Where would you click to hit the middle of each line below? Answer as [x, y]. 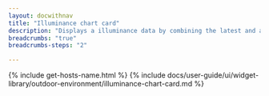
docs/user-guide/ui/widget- [213, 75]
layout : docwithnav [41, 16]
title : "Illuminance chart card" [64, 23]
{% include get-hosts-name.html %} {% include [87, 75]
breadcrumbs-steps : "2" [48, 46]
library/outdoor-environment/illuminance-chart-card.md [100, 84]
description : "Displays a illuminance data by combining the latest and [132, 30]
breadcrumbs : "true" [43, 38]
